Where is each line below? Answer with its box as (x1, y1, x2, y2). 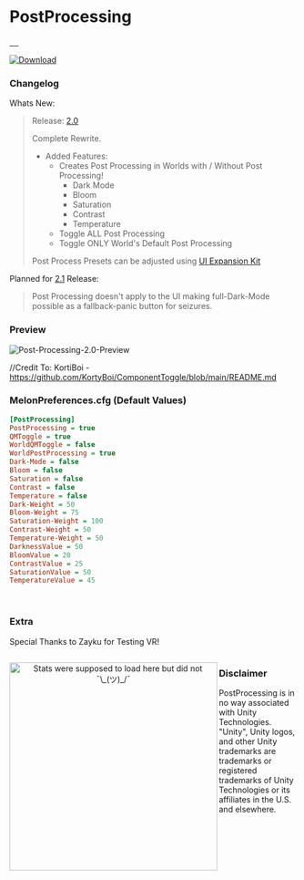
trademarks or (218, 755, 272, 766)
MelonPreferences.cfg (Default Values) (9, 394, 187, 407)
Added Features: (45, 150, 108, 161)
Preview (9, 324, 46, 336)
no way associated (218, 697, 289, 708)
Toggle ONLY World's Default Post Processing (58, 238, 233, 249)
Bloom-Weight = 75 (9, 508, 79, 517)
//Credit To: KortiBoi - (9, 362, 90, 373)
